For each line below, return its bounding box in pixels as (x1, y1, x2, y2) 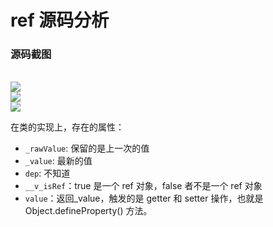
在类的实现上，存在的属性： (10, 121, 125, 133)
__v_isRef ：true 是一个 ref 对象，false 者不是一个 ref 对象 (24, 180, 263, 192)
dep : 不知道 (24, 167, 71, 180)
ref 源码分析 (10, 9, 110, 32)
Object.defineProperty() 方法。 (24, 205, 153, 217)
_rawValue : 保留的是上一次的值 (24, 142, 150, 155)
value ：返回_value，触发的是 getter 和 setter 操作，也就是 (24, 192, 264, 205)
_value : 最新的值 (24, 155, 93, 167)
